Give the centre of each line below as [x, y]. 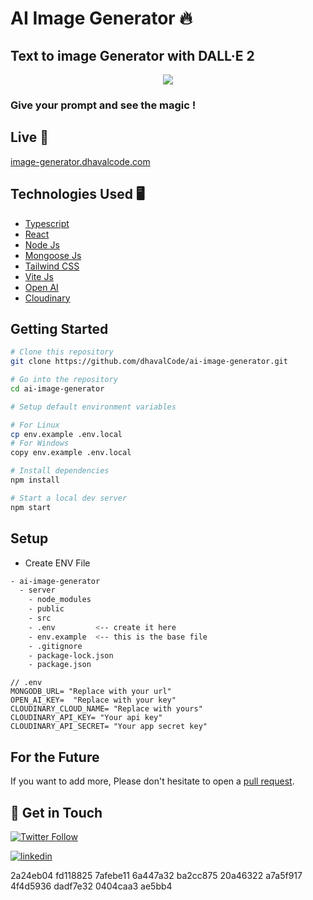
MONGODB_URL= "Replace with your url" [91, 692]
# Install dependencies [60, 471]
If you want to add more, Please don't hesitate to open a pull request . [152, 781]
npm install [35, 480]
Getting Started [59, 328]
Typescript [47, 223]
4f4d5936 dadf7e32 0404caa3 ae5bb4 [91, 886]
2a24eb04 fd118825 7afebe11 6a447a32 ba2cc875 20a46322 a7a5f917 [156, 875]
